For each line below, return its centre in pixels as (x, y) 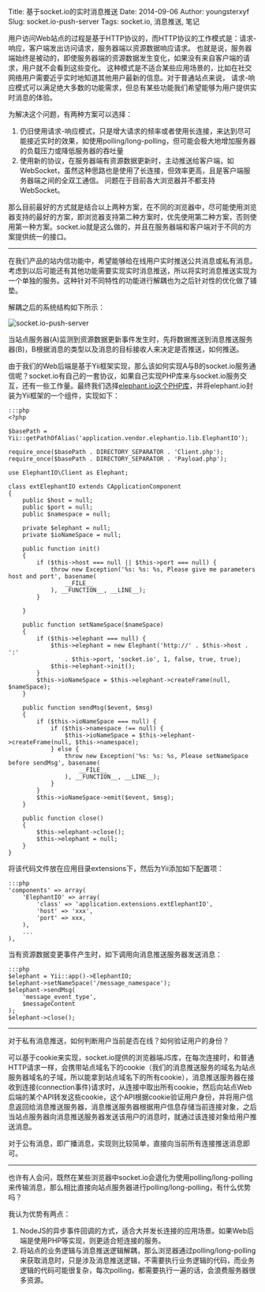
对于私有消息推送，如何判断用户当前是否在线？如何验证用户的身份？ (119, 1040)
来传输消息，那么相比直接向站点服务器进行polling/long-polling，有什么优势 (130, 1187)
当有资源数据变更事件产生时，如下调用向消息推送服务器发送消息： (115, 954)
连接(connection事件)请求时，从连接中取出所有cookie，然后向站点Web (137, 1087)
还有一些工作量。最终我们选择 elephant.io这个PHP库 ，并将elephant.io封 (138, 386)
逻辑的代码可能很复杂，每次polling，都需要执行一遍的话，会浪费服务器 (134, 1270)
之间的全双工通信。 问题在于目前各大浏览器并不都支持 (128, 180)
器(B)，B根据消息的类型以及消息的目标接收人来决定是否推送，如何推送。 (126, 349)
